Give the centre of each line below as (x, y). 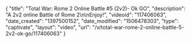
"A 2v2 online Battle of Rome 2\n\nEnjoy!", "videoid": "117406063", (86, 15)
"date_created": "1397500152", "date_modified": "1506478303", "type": (92, 21)
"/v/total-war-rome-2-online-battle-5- (138, 27)
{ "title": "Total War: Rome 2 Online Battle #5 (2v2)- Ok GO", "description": (96, 9)
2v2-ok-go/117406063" (34, 34)
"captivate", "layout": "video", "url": (48, 27)
